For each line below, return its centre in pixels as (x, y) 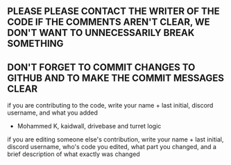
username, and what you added (53, 113)
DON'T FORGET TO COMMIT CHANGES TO (101, 67)
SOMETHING (35, 44)
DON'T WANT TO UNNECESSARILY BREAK (101, 33)
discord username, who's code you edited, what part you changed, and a (112, 147)
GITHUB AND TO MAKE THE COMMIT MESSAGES (115, 78)
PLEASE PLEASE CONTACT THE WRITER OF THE (113, 11)
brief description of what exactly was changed (74, 154)
